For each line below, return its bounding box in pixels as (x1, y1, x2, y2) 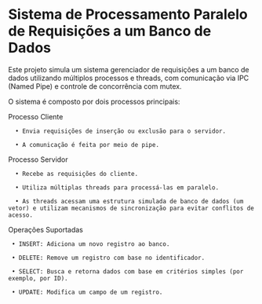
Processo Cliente (8, 112, 64, 121)
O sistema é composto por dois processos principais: (8, 97, 180, 106)
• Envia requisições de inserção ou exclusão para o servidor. (15, 127, 226, 135)
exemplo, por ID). (8, 274, 68, 282)
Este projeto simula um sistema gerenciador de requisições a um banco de (8, 64, 249, 74)
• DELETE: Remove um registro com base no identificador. (11, 254, 206, 262)
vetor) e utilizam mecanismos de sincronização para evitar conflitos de (8, 204, 255, 212)
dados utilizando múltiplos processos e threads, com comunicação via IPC (8, 73, 249, 82)
